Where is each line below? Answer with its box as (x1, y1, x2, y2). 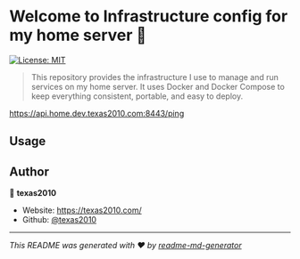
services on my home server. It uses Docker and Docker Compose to (30, 81, 286, 92)
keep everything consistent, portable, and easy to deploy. (30, 91, 244, 101)
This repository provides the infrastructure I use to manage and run (30, 71, 279, 82)
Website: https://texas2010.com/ (21, 205, 142, 215)
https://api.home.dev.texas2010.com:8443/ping (9, 108, 185, 118)
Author (9, 164, 49, 179)
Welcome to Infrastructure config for (9, 6, 288, 27)
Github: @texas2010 (21, 214, 96, 225)
